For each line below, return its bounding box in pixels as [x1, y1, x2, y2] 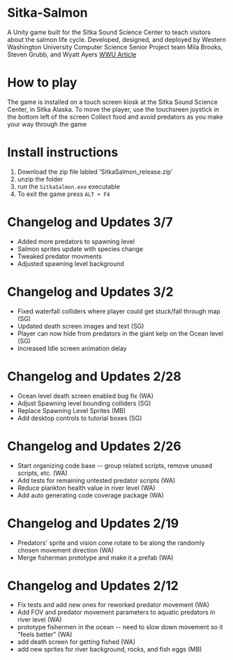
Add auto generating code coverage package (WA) [17, 490, 164, 500]
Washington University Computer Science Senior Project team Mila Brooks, [7, 43, 223, 51]
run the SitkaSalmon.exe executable [17, 182, 121, 190]
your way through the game [7, 120, 87, 128]
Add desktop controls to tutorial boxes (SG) [17, 414, 142, 422]
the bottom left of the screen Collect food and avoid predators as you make [7, 112, 223, 121]
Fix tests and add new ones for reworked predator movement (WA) [17, 601, 210, 609]
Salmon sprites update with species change [17, 244, 144, 253]
